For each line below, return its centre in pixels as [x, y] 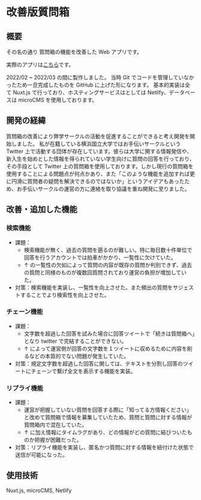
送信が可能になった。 [41, 455]
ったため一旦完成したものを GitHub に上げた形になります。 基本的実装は [96, 85]
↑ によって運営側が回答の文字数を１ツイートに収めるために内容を [106, 348]
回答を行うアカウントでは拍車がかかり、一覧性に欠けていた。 [100, 257]
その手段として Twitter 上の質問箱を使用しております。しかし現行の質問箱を [100, 166]
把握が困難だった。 [58, 440]
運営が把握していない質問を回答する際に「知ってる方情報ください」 [108, 410]
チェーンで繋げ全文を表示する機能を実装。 [83, 371]
